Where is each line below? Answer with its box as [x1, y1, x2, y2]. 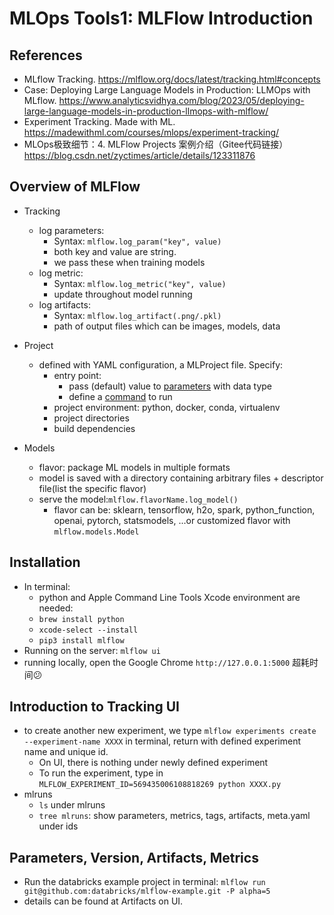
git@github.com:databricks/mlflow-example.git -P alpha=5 [23, 887, 271, 897]
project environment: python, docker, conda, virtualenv [53, 401, 281, 413]
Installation [9, 554, 81, 571]
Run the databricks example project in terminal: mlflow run [23, 876, 266, 888]
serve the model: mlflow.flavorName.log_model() [38, 493, 239, 505]
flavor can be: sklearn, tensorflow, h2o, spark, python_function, [53, 503, 316, 516]
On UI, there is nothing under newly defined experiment [38, 757, 269, 769]
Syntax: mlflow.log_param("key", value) [53, 235, 222, 247]
